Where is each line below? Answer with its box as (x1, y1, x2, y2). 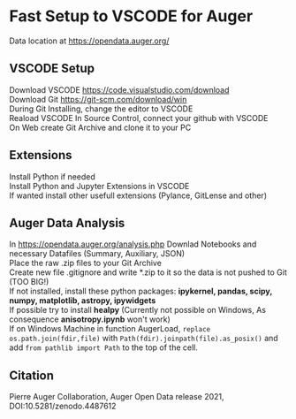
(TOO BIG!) (9, 277, 49, 287)
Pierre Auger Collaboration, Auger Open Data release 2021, (9, 392, 224, 402)
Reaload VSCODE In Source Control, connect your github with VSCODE (9, 112, 269, 123)
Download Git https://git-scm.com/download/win (9, 94, 187, 104)
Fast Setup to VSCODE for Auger (9, 6, 254, 27)
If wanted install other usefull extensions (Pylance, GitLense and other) (9, 190, 268, 201)
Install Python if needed (9, 171, 95, 182)
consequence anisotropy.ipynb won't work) (9, 314, 171, 324)
